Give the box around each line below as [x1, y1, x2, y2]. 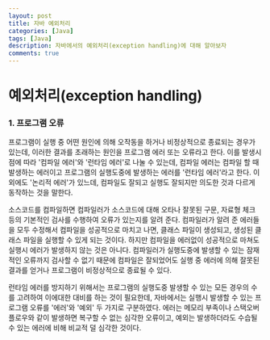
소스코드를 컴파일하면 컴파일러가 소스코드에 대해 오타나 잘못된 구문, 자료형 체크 [8, 205, 256, 215]
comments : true [8, 49, 60, 57]
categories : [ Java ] [8, 27, 74, 35]
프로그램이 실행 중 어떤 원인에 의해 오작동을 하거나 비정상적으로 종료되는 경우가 [8, 137, 256, 147]
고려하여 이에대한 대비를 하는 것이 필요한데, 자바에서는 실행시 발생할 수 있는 [16, 292, 254, 303]
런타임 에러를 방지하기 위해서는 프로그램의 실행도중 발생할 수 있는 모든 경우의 [8, 283, 250, 292]
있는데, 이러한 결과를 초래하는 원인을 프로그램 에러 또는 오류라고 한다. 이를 [8, 147, 240, 157]
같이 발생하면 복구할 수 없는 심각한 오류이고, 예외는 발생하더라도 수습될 [35, 313, 258, 323]
